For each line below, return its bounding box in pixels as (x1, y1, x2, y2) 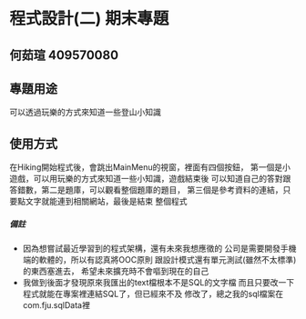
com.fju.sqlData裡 (22, 300, 91, 311)
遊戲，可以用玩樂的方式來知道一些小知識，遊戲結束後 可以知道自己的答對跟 (9, 174, 291, 184)
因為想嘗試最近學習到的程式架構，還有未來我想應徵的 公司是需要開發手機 (22, 243, 297, 254)
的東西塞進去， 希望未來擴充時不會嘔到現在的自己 (22, 265, 209, 277)
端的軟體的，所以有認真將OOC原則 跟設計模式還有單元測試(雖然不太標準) (22, 254, 297, 265)
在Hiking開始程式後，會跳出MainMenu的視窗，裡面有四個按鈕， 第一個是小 (9, 162, 291, 173)
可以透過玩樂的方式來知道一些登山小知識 (9, 106, 161, 118)
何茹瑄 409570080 (9, 47, 119, 63)
